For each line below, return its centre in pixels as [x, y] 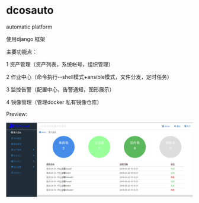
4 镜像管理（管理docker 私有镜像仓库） [54, 102]
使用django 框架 [26, 39]
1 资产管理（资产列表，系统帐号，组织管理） [60, 64]
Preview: [17, 114]
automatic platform [29, 27]
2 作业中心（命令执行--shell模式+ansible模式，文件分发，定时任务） [89, 77]
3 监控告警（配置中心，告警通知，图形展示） [60, 89]
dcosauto [30, 10]
